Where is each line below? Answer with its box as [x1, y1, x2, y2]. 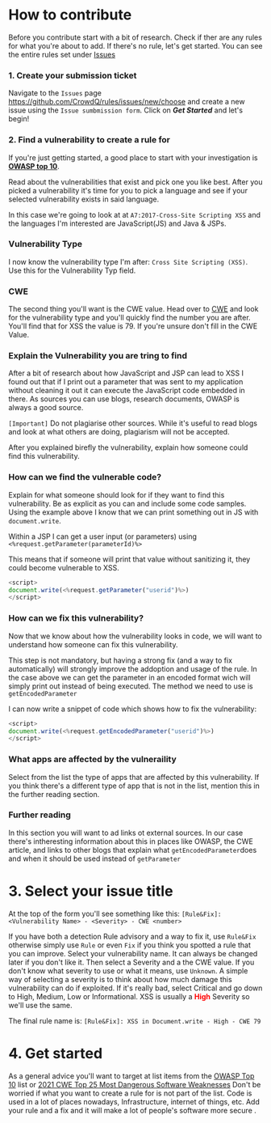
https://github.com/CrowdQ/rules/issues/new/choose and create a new [8, 97, 245, 107]
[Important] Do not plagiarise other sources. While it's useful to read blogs [8, 418, 258, 428]
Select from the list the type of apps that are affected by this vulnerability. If [8, 772, 260, 782]
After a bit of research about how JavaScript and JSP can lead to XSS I [8, 368, 244, 378]
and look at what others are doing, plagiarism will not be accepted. [8, 427, 230, 437]
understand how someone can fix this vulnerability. [8, 639, 178, 649]
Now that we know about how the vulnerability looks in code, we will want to [8, 631, 262, 641]
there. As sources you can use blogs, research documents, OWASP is [8, 394, 240, 404]
